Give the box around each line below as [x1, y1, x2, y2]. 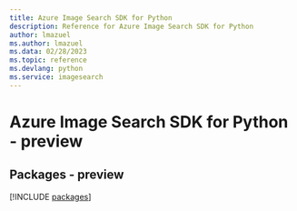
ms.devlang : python [9, 65, 84, 74]
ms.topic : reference [9, 55, 88, 65]
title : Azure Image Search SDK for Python [9, 13, 173, 23]
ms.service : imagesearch [9, 73, 104, 82]
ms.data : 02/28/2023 [9, 47, 88, 56]
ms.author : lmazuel [9, 38, 84, 48]
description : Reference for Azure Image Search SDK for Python [9, 22, 254, 31]
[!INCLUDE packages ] [9, 191, 92, 202]
